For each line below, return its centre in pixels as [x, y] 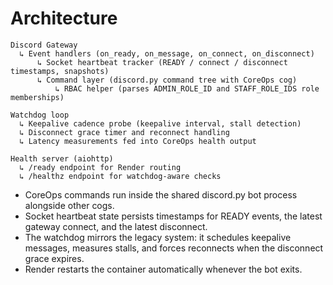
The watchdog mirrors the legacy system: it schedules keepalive [158, 237]
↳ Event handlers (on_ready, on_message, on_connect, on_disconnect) [167, 53]
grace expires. [54, 258]
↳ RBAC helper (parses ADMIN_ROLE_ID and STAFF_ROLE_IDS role [187, 88]
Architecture [64, 18]
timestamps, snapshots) [60, 71]
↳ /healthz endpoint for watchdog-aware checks [120, 176]
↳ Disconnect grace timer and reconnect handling [124, 132]
